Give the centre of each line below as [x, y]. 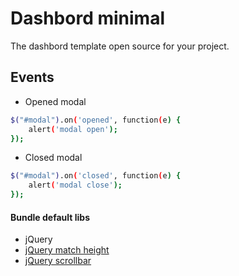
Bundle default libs [50, 217]
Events [32, 77]
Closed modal [53, 158]
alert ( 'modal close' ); [75, 185]
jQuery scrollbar [58, 261]
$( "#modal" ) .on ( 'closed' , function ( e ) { [96, 176]
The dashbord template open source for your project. [120, 46]
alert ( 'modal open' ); [73, 129]
